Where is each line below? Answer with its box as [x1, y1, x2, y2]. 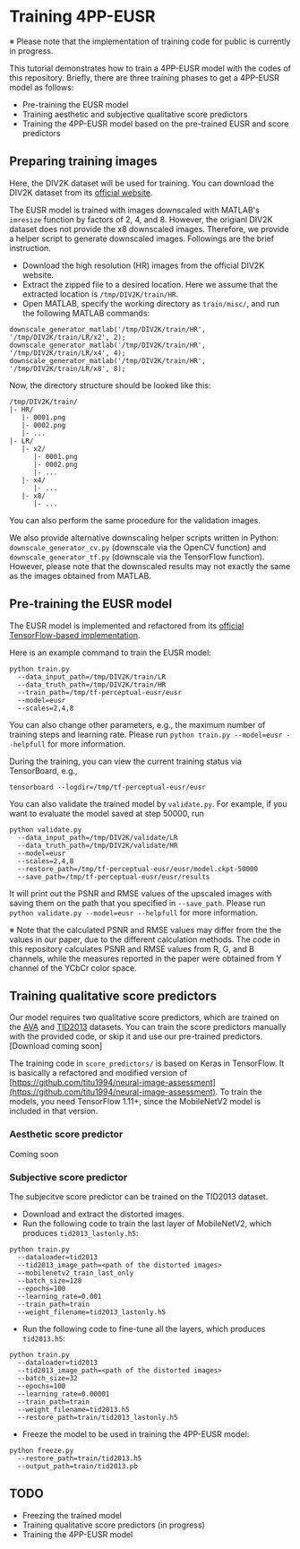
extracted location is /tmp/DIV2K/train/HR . [21, 289, 179, 299]
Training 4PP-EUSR [9, 6, 156, 27]
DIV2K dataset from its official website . [9, 186, 153, 198]
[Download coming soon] [9, 1041, 103, 1051]
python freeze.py [9, 1446, 74, 1455]
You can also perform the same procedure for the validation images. [9, 515, 261, 525]
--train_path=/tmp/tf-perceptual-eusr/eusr [17, 688, 182, 697]
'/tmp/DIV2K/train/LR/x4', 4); [9, 348, 126, 358]
